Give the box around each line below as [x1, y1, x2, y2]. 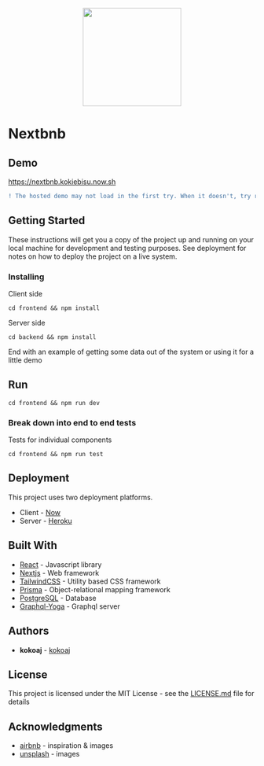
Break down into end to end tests [8, 417, 137, 428]
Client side [8, 289, 43, 298]
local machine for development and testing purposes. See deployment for [8, 243, 247, 252]
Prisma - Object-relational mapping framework [19, 584, 170, 594]
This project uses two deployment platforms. [8, 492, 153, 502]
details [8, 697, 30, 707]
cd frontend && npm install [8, 304, 101, 312]
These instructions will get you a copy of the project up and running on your [8, 234, 254, 244]
